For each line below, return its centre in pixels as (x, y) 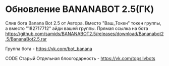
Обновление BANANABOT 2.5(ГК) (80, 9)
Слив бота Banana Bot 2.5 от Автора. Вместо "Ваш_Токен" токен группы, (83, 23)
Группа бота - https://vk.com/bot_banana (49, 48)
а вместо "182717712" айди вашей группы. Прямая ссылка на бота (77, 28)
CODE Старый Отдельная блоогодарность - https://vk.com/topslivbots (80, 58)
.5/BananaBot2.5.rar (26, 39)
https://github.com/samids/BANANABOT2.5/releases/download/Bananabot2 (84, 33)
